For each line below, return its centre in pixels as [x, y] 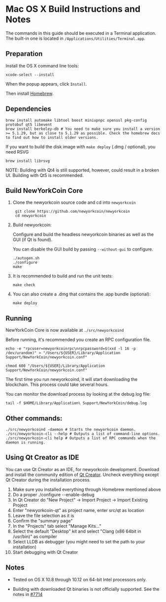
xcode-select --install [30, 75]
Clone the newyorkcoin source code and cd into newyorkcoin [74, 202]
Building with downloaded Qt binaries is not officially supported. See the [86, 589]
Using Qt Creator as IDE [42, 458]
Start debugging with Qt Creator [45, 552]
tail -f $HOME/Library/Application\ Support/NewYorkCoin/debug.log [76, 403]
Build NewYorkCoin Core [44, 190]
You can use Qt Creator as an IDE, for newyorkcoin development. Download [83, 469]
